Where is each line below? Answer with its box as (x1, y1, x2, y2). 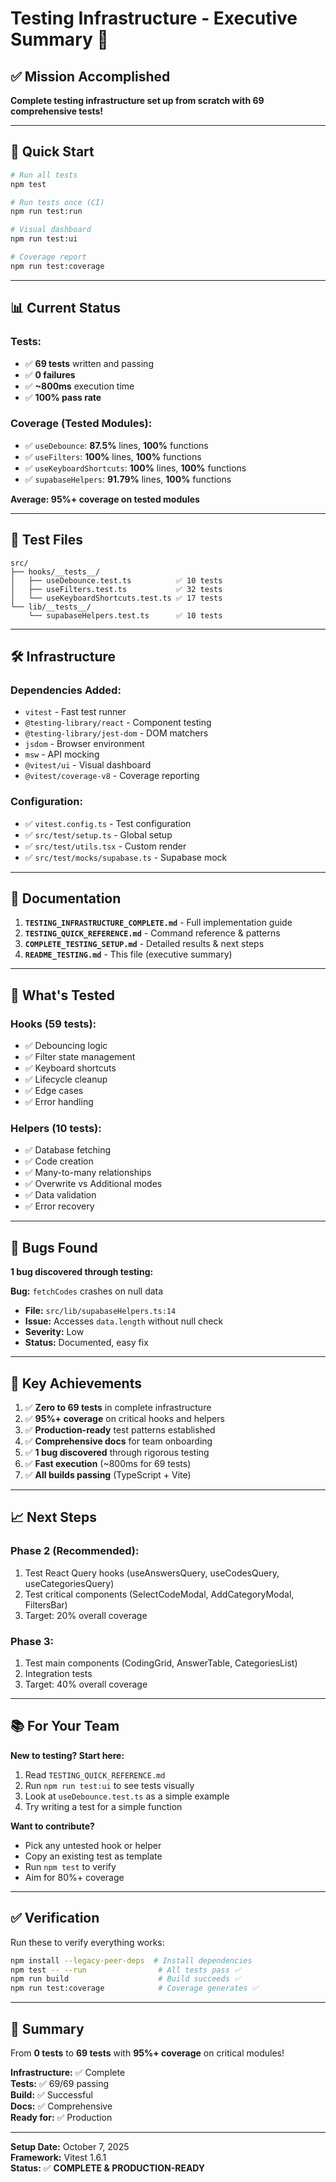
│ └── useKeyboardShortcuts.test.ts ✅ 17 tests (10, 593, 223, 603)
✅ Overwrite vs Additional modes (24, 1178, 163, 1190)
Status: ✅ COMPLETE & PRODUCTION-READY (10, 2162, 206, 2174)
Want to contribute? (10, 1820, 95, 1832)
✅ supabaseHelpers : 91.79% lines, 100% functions (24, 473, 232, 485)
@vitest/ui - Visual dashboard (24, 759, 152, 771)
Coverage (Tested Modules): (10, 417, 153, 431)
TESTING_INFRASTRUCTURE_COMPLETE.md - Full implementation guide (24, 917, 293, 929)
